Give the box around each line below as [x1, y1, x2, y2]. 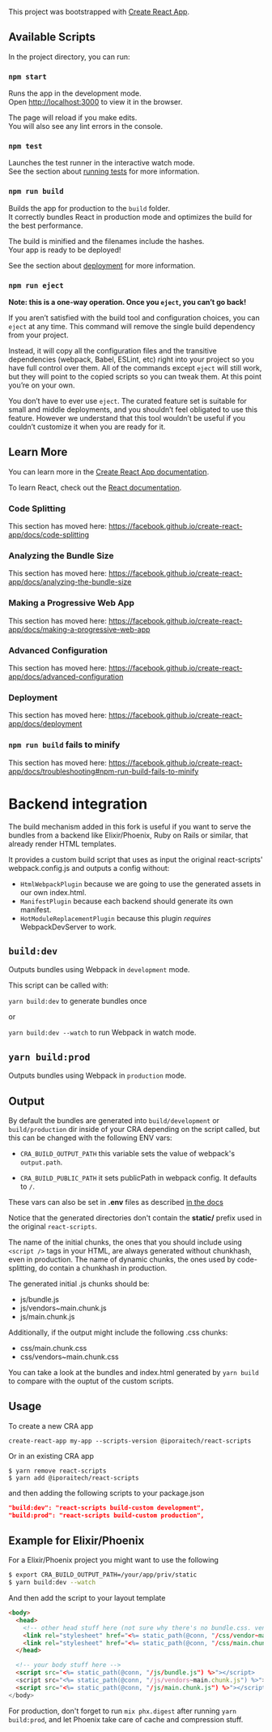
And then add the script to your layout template [8, 1593, 166, 1603]
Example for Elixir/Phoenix [8, 1533, 145, 1547]
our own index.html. [19, 887, 87, 897]
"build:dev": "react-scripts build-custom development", [8, 1503, 205, 1511]
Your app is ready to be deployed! [8, 245, 121, 255]
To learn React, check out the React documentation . [8, 482, 182, 492]
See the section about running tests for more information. [8, 166, 200, 177]
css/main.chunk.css [19, 1343, 87, 1353]
